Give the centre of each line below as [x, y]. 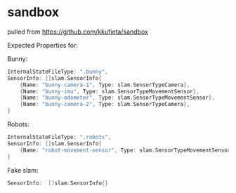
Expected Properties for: [43, 45]
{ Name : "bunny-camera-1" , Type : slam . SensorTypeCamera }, [105, 85]
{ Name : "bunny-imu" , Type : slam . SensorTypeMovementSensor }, [110, 91]
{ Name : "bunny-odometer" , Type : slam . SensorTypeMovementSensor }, [118, 98]
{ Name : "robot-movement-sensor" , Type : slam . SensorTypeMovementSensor [125, 150]
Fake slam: [23, 170]
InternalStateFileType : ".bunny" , [58, 72]
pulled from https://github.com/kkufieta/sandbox [78, 32]
